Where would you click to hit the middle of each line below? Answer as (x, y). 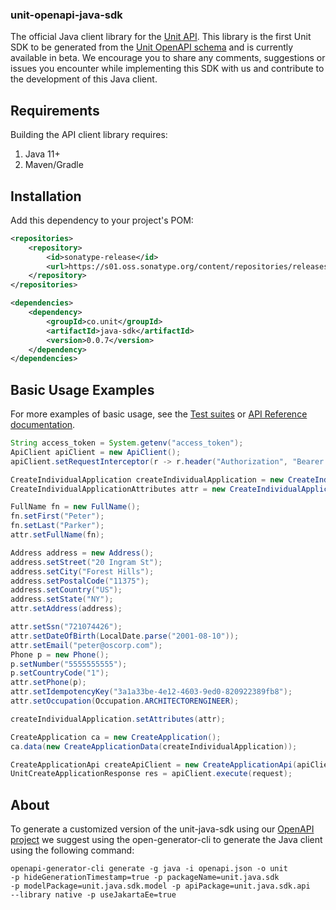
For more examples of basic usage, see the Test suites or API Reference (159, 414)
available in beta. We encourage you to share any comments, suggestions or (168, 58)
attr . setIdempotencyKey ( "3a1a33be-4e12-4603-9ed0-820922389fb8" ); (151, 692)
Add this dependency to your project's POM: (102, 220)
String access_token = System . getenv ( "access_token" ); (127, 443)
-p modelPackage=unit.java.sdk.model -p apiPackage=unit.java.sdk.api (160, 886)
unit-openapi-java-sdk (66, 15)
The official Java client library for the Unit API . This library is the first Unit (161, 37)
